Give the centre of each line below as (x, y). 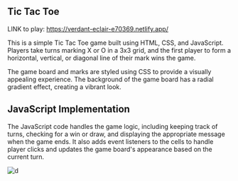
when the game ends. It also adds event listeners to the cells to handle (110, 141)
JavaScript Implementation (69, 109)
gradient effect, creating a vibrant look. (65, 87)
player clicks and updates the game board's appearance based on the (110, 149)
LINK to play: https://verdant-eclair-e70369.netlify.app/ (88, 29)
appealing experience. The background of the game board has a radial (111, 79)
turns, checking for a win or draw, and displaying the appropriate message (116, 134)
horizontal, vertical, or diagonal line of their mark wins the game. (102, 58)
